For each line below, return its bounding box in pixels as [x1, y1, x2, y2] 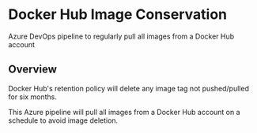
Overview [8, 63, 58, 76]
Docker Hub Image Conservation [8, 6, 228, 24]
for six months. [8, 92, 57, 102]
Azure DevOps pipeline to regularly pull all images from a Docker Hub [8, 31, 235, 41]
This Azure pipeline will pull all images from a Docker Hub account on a [8, 107, 240, 116]
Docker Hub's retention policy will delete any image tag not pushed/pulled [8, 83, 249, 93]
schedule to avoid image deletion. [8, 116, 119, 125]
